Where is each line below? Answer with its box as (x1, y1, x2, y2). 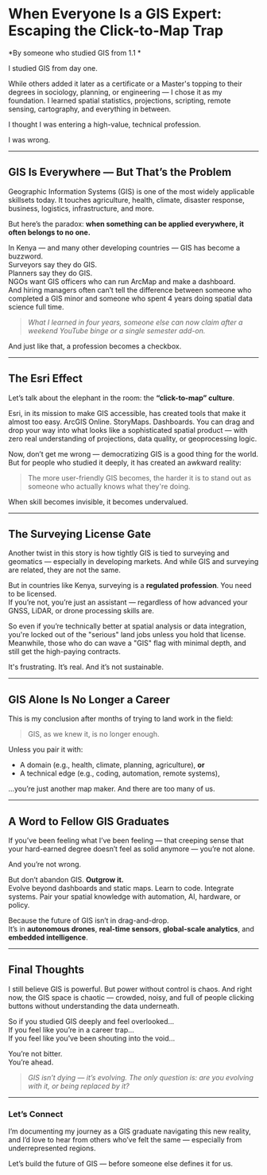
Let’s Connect (8, 1108, 64, 1119)
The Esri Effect (8, 372, 83, 386)
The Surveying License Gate (8, 527, 151, 541)
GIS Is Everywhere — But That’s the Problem (8, 165, 232, 179)
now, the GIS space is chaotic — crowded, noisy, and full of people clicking (8, 992, 254, 1002)
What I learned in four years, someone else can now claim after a (27, 317, 243, 327)
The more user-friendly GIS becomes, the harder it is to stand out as (27, 473, 252, 482)
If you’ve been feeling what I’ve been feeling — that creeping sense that (8, 836, 244, 845)
